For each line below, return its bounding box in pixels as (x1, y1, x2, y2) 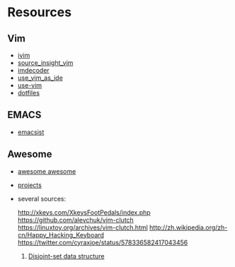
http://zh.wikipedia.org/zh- (149, 223, 228, 232)
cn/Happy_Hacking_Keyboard (17, 230, 105, 239)
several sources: (17, 194, 66, 203)
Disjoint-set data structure (28, 251, 105, 260)
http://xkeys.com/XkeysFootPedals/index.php (17, 208, 151, 216)
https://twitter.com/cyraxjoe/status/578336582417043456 (17, 238, 188, 247)
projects (17, 181, 42, 189)
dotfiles (17, 89, 40, 97)
